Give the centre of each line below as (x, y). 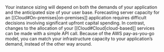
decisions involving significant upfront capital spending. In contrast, (75, 23)
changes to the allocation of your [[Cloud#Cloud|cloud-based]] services (80, 28)
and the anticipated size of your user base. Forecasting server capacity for (82, 12)
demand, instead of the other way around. (49, 44)
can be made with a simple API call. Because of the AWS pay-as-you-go (80, 33)
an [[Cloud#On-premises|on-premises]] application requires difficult (76, 18)
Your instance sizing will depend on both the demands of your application (81, 7)
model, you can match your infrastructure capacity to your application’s (79, 39)
